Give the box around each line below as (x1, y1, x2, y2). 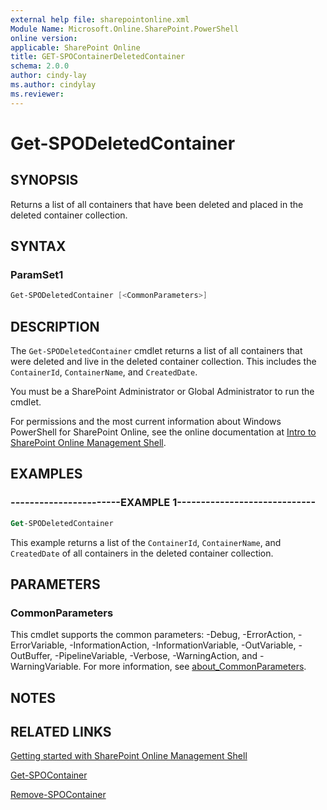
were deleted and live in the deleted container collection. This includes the (10, 356, 317, 367)
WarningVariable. (10, 661, 82, 673)
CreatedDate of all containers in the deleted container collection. (10, 547, 274, 559)
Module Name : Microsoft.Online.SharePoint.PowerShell (10, 24, 240, 34)
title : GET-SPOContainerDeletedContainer (10, 52, 186, 62)
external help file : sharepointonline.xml (10, 14, 190, 25)
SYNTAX (10, 238, 67, 255)
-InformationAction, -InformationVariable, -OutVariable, (69, 639, 297, 651)
